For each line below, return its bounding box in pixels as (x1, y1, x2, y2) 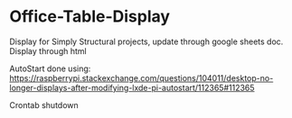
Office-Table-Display (9, 6, 170, 27)
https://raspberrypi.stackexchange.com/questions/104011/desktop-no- (9, 72, 274, 83)
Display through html (9, 45, 88, 56)
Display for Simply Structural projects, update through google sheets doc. (9, 36, 284, 47)
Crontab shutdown (9, 99, 79, 110)
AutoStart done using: (9, 63, 91, 74)
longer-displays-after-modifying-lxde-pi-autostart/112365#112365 (9, 82, 255, 93)
